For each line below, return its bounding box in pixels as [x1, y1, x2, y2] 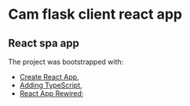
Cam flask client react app [8, 5, 183, 23]
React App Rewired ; [19, 89, 84, 98]
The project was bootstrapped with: [8, 57, 124, 66]
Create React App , [19, 72, 80, 81]
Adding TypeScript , [19, 80, 82, 90]
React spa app [8, 37, 80, 50]
